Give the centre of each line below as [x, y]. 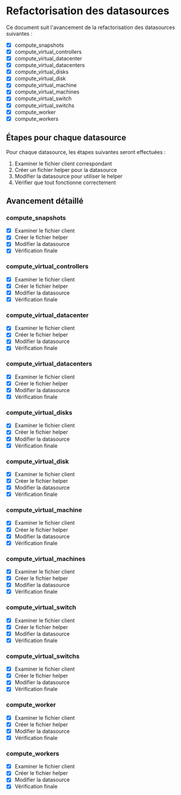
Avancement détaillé [45, 201]
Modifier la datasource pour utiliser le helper [68, 176]
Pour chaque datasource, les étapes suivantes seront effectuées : [86, 152]
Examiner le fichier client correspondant [63, 164]
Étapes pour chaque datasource [66, 138]
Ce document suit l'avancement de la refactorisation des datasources [90, 27]
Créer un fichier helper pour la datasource [66, 169]
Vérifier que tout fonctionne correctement [65, 182]
